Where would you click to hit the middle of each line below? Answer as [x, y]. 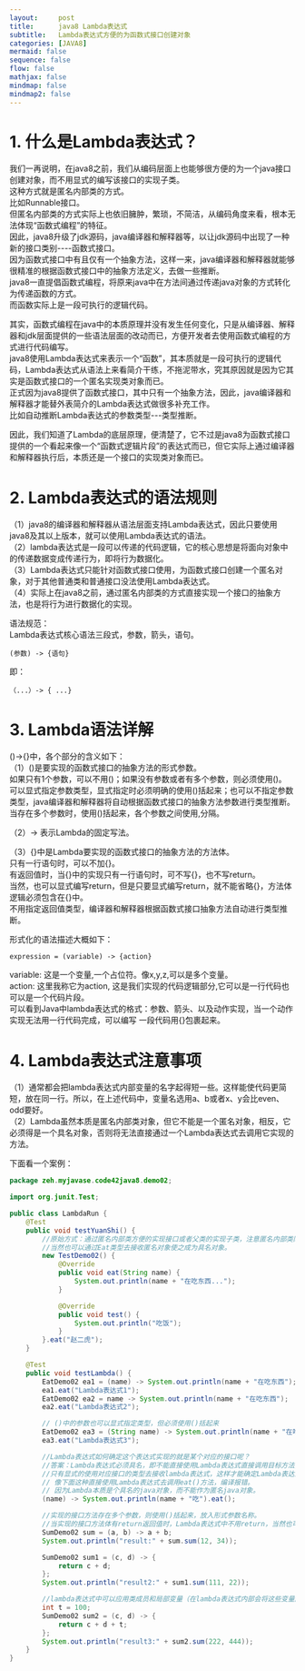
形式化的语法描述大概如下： [61, 940]
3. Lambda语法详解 [82, 730]
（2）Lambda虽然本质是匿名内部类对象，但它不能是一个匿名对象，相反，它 [150, 1122]
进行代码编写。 [45, 347]
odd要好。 [29, 1110]
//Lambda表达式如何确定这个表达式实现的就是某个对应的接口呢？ [146, 1456]
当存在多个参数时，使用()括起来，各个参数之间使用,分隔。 [117, 813]
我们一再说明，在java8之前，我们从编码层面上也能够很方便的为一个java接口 [151, 168]
